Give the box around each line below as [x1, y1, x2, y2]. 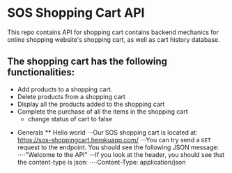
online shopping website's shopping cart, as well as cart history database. [7, 35, 221, 43]
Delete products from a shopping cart [17, 92, 125, 100]
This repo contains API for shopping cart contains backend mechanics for [7, 28, 219, 36]
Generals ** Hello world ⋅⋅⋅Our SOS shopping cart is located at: [17, 128, 198, 137]
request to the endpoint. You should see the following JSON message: [17, 143, 219, 151]
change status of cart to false [27, 114, 113, 123]
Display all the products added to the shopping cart [17, 100, 165, 108]
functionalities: [7, 66, 75, 78]
